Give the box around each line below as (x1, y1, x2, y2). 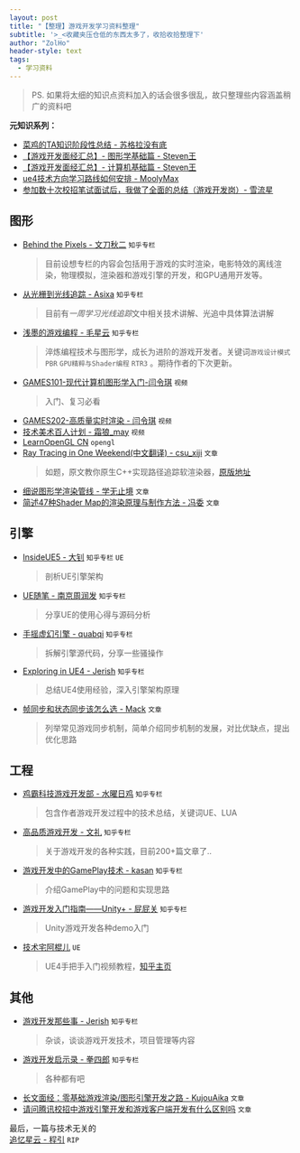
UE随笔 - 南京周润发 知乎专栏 (22, 590, 126, 600)
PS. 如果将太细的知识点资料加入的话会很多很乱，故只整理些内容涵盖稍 (31, 89, 291, 100)
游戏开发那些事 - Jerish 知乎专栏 (22, 1016, 139, 1027)
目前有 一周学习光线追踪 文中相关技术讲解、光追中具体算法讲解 (44, 308, 275, 319)
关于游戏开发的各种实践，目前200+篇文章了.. (44, 846, 213, 857)
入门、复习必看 (44, 395, 101, 406)
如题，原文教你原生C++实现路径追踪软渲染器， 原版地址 (44, 466, 251, 477)
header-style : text (9, 47, 83, 56)
